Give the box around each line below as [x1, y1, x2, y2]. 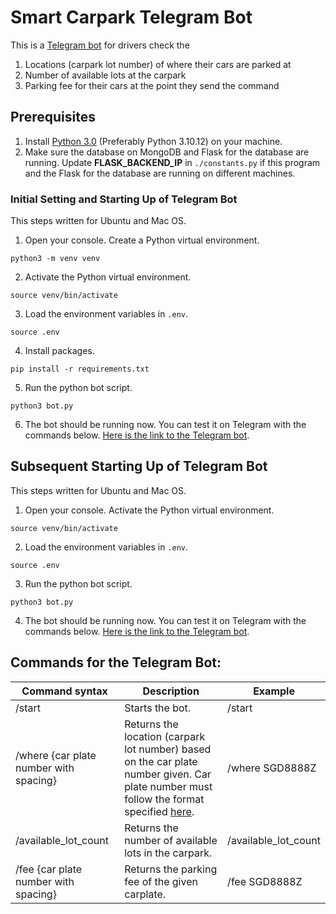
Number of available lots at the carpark [24, 69, 187, 81]
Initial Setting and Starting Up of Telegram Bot [10, 192, 238, 206]
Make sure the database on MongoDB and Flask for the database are [24, 146, 310, 158]
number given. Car [124, 767, 212, 781]
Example [253, 684, 295, 698]
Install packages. [24, 345, 95, 357]
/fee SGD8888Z [227, 874, 303, 888]
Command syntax [21, 684, 108, 698]
